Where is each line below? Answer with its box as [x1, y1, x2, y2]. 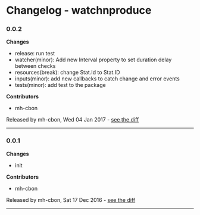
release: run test [14, 50, 55, 57]
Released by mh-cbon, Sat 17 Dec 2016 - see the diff [6, 196, 136, 203]
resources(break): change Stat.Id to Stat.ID [14, 69, 120, 76]
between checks [14, 63, 56, 70]
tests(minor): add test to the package [14, 82, 106, 89]
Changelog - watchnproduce [6, 4, 152, 17]
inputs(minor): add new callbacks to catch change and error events [14, 75, 180, 82]
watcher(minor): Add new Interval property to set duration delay [14, 56, 172, 63]
